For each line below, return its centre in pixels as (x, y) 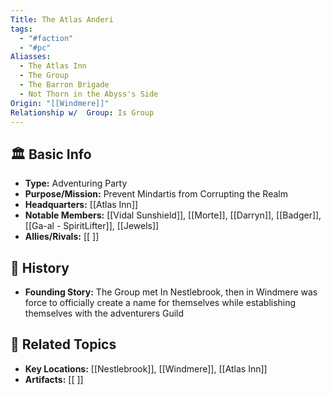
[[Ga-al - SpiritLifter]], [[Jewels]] (92, 226)
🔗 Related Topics (63, 344)
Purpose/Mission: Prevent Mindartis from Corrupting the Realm (156, 194)
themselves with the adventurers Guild (104, 313)
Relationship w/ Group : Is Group (82, 112)
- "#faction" (46, 38)
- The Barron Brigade (64, 85)
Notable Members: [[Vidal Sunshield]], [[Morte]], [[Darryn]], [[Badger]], (173, 215)
